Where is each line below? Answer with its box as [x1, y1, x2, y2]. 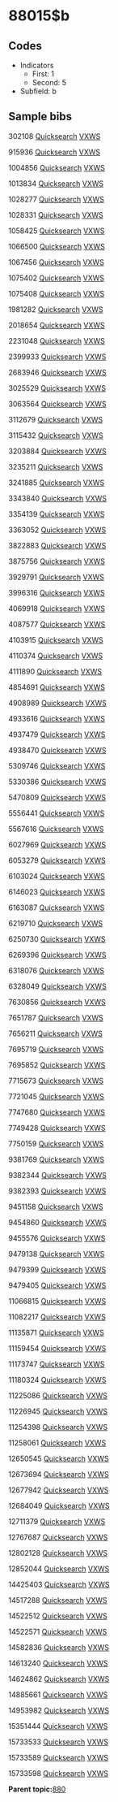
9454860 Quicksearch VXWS [8, 1217, 107, 1227]
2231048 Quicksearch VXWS [8, 336, 105, 345]
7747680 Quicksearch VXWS [8, 1107, 106, 1117]
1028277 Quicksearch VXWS [8, 194, 105, 204]
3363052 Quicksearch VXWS [8, 525, 107, 535]
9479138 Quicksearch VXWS [8, 1249, 105, 1258]
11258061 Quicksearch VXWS [8, 1437, 107, 1448]
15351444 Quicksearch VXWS [8, 1721, 108, 1731]
